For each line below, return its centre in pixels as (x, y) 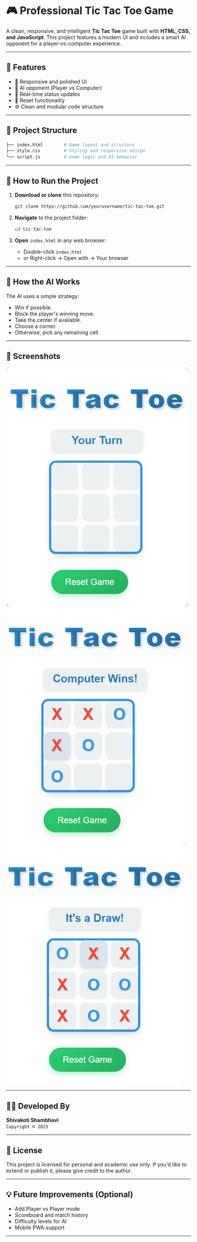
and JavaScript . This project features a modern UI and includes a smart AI (96, 37)
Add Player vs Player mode (47, 1209)
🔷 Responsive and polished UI (50, 82)
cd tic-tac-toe (33, 229)
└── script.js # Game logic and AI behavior (72, 157)
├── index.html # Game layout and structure (70, 145)
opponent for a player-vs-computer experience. (64, 43)
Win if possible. (33, 307)
